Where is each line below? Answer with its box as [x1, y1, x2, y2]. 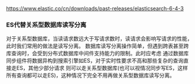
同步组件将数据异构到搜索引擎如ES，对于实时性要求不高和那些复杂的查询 [6, 57, 184, 64]
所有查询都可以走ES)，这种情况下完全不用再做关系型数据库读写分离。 [6, 72, 175, 79]
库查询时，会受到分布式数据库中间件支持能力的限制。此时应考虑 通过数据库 [6, 50, 189, 57]
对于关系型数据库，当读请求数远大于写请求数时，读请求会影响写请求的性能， [6, 35, 193, 42]
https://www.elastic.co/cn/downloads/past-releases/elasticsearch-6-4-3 [6, 5, 184, 12]
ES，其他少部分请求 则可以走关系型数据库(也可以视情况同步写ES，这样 [16, 65, 188, 72]
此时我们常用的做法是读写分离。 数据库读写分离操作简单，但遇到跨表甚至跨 [6, 42, 189, 49]
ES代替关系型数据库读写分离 [6, 21, 87, 29]
